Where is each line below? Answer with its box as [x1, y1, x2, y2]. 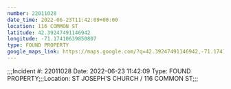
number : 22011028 [7, 10, 57, 17]
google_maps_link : [7, 49, 60, 55]
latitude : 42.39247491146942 [7, 29, 91, 36]
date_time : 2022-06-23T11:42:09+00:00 [7, 16, 118, 23]
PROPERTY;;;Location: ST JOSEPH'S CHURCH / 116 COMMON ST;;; [7, 74, 199, 82]
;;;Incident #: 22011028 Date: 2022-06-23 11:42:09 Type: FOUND [7, 66, 191, 75]
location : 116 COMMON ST [7, 23, 78, 29]
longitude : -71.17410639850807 [7, 36, 97, 42]
